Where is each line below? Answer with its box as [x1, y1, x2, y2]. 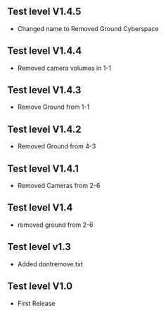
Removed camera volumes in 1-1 [17, 64, 111, 72]
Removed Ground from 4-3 [17, 142, 96, 150]
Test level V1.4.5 [7, 6, 82, 18]
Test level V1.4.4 [7, 45, 82, 57]
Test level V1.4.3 [7, 84, 82, 96]
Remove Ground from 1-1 [17, 102, 90, 112]
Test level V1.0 [7, 280, 72, 293]
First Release [17, 299, 56, 307]
